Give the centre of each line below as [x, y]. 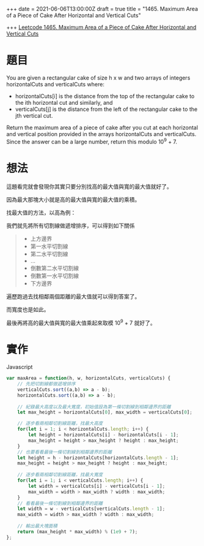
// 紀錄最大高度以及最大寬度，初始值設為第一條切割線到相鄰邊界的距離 [94, 407]
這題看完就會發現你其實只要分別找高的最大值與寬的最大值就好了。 [89, 186]
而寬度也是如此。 [28, 309]
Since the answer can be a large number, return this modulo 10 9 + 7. [92, 141]
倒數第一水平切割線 [55, 276]
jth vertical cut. [34, 115]
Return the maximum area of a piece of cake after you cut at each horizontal [102, 127]
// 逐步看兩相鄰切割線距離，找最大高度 [60, 423]
